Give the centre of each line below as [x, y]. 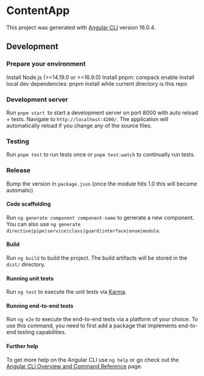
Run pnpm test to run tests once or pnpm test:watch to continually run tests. [101, 155]
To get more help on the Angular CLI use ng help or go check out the [93, 360]
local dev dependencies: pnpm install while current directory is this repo [97, 83]
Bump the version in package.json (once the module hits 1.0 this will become [102, 184]
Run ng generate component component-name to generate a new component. [100, 217]
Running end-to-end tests [40, 305]
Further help [22, 346]
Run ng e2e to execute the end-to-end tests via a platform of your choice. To [102, 319]
